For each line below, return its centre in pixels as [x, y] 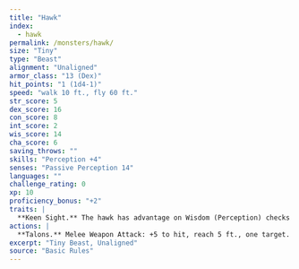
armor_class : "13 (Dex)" [56, 76]
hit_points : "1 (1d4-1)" [56, 84]
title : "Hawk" [36, 17]
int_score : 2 [34, 126]
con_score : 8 [34, 117]
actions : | [30, 226]
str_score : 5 [34, 101]
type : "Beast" [36, 59]
